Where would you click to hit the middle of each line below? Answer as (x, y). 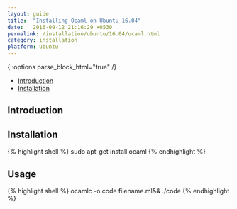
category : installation (43, 40)
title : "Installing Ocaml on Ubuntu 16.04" (74, 21)
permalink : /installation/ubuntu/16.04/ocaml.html (84, 34)
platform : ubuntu (33, 47)
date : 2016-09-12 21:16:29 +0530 (60, 27)
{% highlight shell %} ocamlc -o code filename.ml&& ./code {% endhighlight (118, 191)
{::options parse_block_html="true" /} (62, 67)
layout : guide (28, 14)
